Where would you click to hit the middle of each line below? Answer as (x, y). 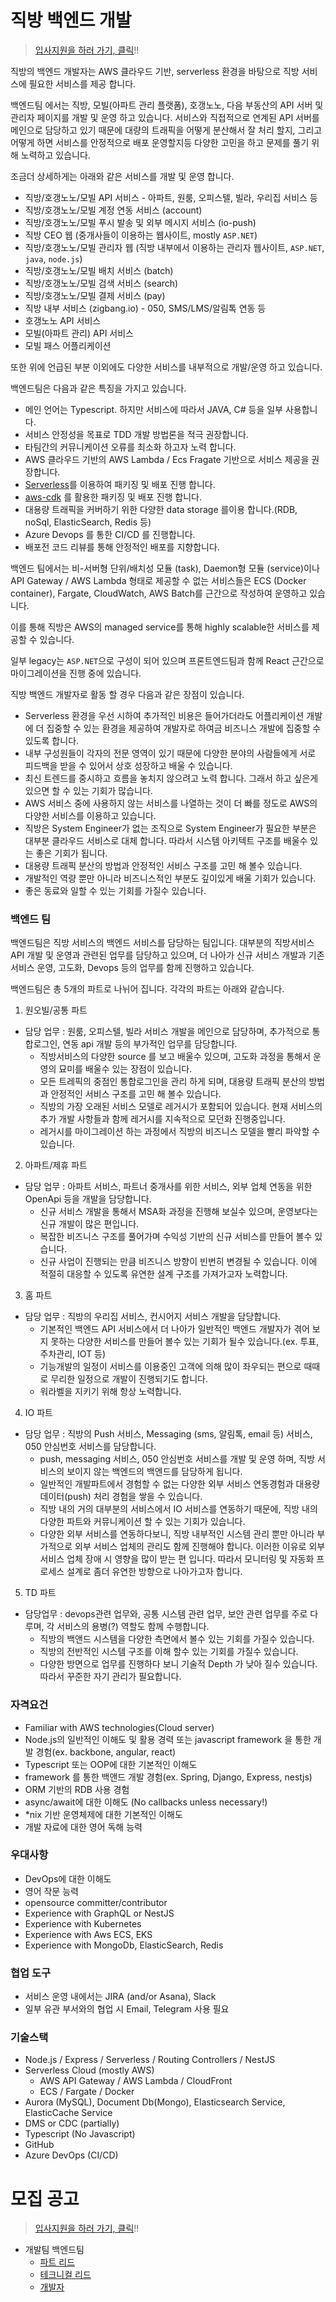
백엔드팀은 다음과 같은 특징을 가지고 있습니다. (98, 388)
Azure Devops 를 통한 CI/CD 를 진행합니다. (110, 534)
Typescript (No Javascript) (80, 2134)
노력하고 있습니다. (55, 155)
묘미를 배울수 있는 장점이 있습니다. (125, 1069)
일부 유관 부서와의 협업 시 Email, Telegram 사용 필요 (127, 2009)
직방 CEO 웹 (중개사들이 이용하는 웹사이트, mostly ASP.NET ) (141, 235)
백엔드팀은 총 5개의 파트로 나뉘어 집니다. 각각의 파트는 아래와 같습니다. (147, 989)
